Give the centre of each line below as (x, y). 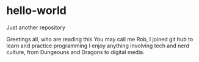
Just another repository (36, 27)
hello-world (37, 11)
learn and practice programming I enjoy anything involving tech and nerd (98, 46)
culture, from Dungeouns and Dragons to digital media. (75, 52)
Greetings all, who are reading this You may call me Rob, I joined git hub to (100, 39)
